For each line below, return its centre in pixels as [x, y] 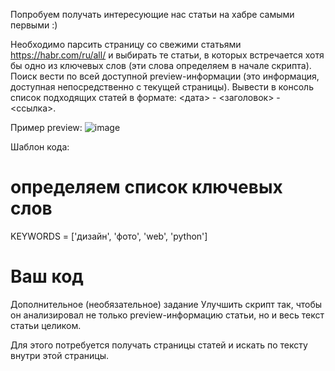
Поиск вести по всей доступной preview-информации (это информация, [165, 76]
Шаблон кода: [40, 147]
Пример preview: [46, 127]
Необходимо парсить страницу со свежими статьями [126, 44]
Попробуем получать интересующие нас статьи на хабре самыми [152, 14]
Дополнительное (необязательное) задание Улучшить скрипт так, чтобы [166, 304]
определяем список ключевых [146, 187]
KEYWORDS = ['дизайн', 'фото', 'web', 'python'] [109, 236]
